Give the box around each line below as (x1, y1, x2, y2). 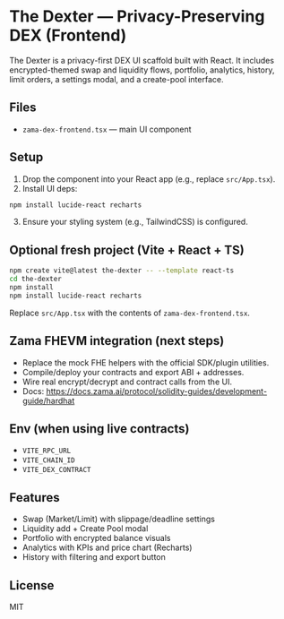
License (9, 578, 55, 593)
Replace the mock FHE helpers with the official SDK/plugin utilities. (22, 357, 270, 368)
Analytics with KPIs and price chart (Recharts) (22, 542, 193, 553)
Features (9, 490, 60, 505)
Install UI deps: (22, 183, 78, 193)
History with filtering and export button (22, 552, 166, 563)
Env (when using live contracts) (9, 421, 190, 436)
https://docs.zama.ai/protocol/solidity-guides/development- (46, 385, 267, 396)
